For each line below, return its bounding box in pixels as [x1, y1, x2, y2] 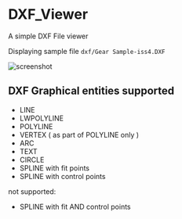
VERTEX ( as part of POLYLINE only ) [19, 130, 140, 139]
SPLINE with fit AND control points [19, 202, 131, 211]
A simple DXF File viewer [8, 31, 89, 41]
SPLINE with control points [19, 171, 106, 181]
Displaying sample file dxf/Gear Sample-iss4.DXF [8, 46, 166, 56]
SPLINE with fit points [19, 163, 90, 173]
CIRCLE [19, 155, 45, 164]
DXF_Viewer [8, 5, 89, 23]
